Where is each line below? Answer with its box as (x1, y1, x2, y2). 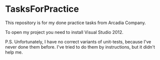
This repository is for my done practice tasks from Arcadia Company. (5, 20, 146, 26)
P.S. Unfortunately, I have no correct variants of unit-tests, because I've (5, 38, 152, 45)
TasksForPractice (5, 3, 79, 15)
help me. (5, 49, 23, 55)
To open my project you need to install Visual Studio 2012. (5, 29, 124, 35)
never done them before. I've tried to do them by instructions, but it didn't (5, 44, 155, 50)
